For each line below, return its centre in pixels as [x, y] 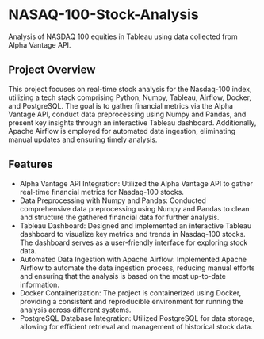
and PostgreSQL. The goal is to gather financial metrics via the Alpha [121, 105]
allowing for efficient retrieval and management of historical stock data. [136, 326]
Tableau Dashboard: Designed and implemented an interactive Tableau [136, 225]
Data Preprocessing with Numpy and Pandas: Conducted [113, 200]
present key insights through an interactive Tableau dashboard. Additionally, [132, 122]
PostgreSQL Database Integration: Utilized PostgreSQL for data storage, [137, 318]
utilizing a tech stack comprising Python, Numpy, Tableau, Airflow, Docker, [130, 97]
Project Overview [52, 70]
